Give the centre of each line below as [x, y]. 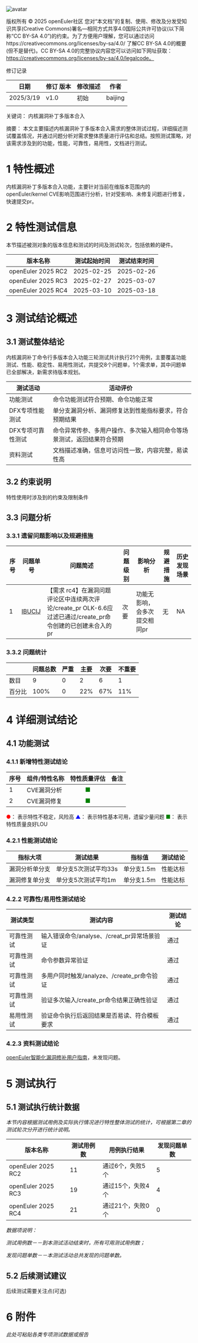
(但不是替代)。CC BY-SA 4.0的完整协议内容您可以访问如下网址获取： [89, 51]
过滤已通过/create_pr [76, 617]
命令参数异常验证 [65, 960]
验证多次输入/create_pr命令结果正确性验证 [99, 1000]
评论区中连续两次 [71, 600]
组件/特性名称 [46, 778]
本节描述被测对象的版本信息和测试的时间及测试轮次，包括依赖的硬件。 [91, 245]
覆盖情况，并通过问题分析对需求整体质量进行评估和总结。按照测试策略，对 [101, 136]
